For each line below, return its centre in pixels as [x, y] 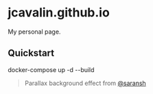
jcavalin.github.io [59, 13]
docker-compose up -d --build [51, 69]
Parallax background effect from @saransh [85, 83]
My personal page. [34, 32]
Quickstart [31, 53]
